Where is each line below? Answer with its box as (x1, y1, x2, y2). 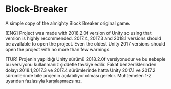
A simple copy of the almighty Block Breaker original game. (5, 20, 131, 26)
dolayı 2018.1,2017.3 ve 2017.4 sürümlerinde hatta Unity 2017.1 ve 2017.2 (5, 67, 156, 73)
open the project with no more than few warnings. (5, 46, 111, 52)
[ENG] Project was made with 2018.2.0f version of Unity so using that (5, 30, 152, 36)
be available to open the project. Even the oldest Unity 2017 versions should (5, 40, 165, 47)
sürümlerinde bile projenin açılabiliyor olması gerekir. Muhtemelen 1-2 (5, 72, 152, 78)
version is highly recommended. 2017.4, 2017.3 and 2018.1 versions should (5, 35, 161, 41)
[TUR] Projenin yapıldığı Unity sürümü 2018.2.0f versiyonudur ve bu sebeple (5, 56, 166, 62)
